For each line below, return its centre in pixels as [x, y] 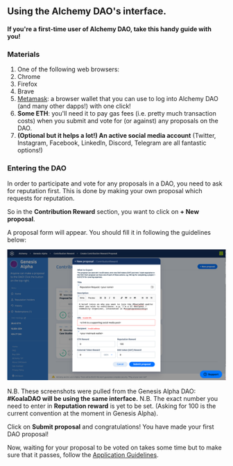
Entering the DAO [37, 168]
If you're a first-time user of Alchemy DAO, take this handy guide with [109, 29]
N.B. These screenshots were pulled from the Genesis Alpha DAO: [102, 391]
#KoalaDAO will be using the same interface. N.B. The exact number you [113, 398]
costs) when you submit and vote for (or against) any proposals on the [118, 121]
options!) [30, 150]
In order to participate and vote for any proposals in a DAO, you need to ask [115, 183]
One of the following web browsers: [68, 69]
